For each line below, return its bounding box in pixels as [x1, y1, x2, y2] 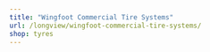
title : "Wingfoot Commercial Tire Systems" [9, 12, 174, 22]
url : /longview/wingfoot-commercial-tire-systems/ [9, 21, 202, 30]
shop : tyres [9, 29, 54, 38]
